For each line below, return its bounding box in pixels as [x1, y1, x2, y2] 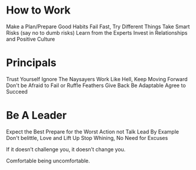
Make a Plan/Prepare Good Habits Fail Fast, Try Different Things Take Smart [6, 23, 190, 30]
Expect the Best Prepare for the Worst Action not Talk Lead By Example [6, 128, 180, 135]
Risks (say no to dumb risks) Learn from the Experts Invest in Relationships [6, 29, 188, 36]
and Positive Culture [6, 35, 55, 42]
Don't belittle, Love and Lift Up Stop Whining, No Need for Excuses [6, 134, 168, 141]
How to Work [6, 4, 71, 17]
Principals [6, 56, 57, 69]
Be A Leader [6, 109, 67, 122]
